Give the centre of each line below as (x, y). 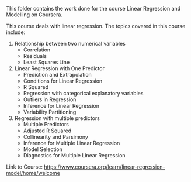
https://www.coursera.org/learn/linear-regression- (104, 167)
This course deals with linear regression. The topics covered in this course (96, 26)
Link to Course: (24, 167)
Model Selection (43, 149)
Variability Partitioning (50, 112)
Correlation (37, 50)
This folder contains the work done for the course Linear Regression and (93, 8)
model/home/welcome (33, 173)
